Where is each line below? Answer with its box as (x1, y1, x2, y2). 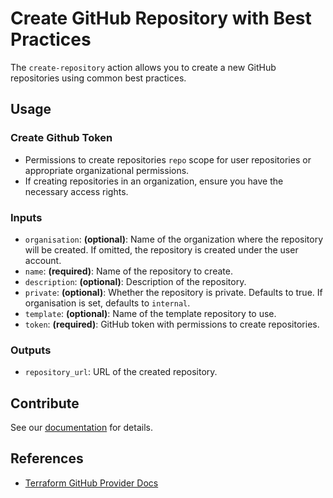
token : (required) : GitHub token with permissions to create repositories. (24, 318, 320, 330)
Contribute (10, 395, 80, 412)
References (10, 450, 84, 467)
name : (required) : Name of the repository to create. (24, 265, 233, 277)
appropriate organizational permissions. (24, 164, 190, 176)
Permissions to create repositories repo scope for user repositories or (24, 153, 312, 166)
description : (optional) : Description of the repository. (24, 275, 247, 287)
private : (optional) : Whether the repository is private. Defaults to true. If (24, 286, 323, 298)
